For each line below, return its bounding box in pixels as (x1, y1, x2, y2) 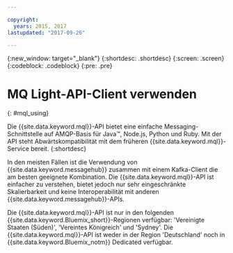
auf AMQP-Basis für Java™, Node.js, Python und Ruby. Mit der (44, 130, 222, 138)
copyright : (7, 16, 39, 23)
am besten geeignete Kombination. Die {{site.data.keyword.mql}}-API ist (7, 173, 214, 181)
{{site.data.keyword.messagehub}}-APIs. (7, 195, 125, 204)
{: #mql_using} (7, 109, 49, 117)
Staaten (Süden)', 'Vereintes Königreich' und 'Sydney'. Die (7, 223, 174, 231)
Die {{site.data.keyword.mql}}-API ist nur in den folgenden (7, 209, 174, 217)
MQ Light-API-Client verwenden (7, 86, 197, 101)
